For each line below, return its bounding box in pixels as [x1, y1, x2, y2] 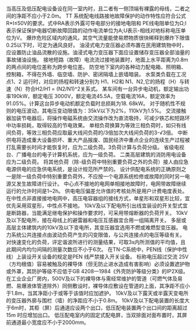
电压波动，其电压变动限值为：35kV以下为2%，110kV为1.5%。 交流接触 [16, 107, 187, 114]
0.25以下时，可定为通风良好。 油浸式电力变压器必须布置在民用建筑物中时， [6, 41, 187, 48]
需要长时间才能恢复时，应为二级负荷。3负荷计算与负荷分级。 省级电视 [16, 144, 185, 151]
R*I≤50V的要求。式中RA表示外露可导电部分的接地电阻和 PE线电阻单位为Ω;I [6, 20, 187, 26]
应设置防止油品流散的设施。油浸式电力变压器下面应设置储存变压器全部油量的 [6, 49, 190, 55]
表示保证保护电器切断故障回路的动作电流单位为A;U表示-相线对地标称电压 [6, 27, 181, 34]
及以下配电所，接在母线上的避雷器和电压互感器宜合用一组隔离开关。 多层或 [6, 217, 187, 224]
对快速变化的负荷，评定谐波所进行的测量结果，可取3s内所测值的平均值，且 [6, 239, 186, 245]
